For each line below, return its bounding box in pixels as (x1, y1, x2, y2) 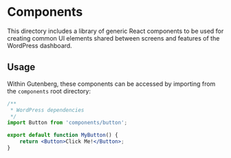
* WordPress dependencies (10, 106, 85, 113)
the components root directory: (7, 87, 91, 95)
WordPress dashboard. (7, 41, 72, 49)
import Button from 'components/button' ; (7, 120, 128, 126)
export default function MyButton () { (7, 132, 118, 139)
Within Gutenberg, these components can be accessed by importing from (7, 80, 216, 88)
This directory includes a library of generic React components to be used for (7, 27, 224, 35)
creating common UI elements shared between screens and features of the (7, 34, 220, 42)
